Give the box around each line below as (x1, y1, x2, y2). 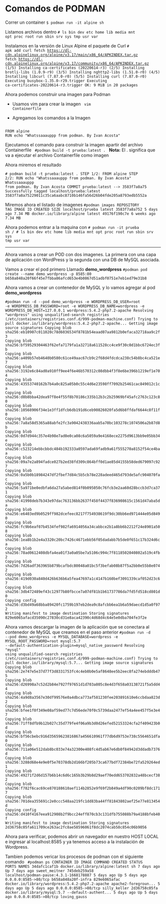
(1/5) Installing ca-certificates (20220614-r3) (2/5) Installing (5, 65, 145, 70)
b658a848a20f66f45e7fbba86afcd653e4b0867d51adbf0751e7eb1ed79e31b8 (5, 275, 147, 281)
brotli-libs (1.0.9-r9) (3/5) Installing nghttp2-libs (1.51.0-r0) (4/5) (5, 70, 161, 75)
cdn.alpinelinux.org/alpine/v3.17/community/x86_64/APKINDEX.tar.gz (5, 61, 149, 66)
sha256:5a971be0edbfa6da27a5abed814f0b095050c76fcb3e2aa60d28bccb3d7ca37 (5, 485, 161, 490)
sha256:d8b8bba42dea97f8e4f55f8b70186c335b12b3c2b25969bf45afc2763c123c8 (5, 394, 161, 400)
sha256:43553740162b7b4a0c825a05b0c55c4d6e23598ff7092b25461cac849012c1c (5, 381, 161, 386)
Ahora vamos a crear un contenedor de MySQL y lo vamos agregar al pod (5, 284, 156, 290)
